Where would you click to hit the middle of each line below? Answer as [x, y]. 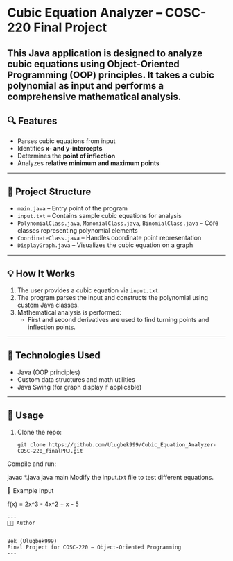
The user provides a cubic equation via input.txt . [89, 290]
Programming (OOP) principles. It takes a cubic [111, 75]
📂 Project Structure [49, 191]
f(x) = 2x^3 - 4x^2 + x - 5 [43, 504]
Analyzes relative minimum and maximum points [88, 163]
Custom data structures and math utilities [76, 379]
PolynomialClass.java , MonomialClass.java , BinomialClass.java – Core [118, 223]
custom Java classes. [48, 305]
